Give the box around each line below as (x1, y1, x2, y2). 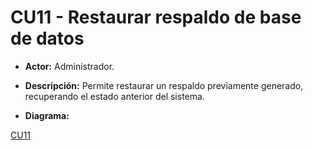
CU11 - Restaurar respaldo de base (10, 6, 302, 29)
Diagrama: (24, 109, 70, 121)
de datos (10, 27, 85, 50)
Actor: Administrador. (24, 60, 115, 72)
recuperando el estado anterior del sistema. (24, 90, 205, 102)
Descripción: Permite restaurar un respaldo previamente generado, (24, 79, 304, 91)
